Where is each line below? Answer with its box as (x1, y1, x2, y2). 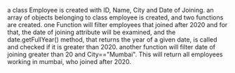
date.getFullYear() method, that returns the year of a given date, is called (7, 35, 217, 44)
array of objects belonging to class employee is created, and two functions (7, 13, 224, 22)
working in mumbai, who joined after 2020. (7, 58, 132, 65)
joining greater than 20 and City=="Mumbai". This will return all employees (7, 50, 223, 58)
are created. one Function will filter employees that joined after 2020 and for (7, 21, 228, 29)
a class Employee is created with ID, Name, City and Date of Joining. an (7, 6, 214, 14)
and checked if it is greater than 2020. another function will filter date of (7, 43, 216, 51)
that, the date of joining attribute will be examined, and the (7, 28, 176, 36)
